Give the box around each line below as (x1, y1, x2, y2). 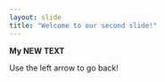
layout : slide (9, 12, 62, 22)
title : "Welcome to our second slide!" (9, 21, 158, 30)
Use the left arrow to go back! (9, 63, 119, 73)
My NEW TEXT (9, 45, 65, 56)
